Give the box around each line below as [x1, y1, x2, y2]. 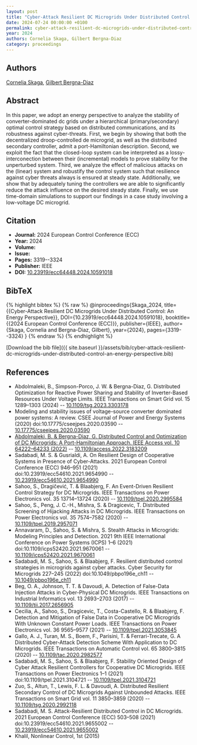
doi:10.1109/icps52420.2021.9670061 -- [14, 545, 110, 552]
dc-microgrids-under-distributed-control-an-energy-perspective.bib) [6, 350, 174, 357]
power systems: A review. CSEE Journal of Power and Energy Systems [14, 414, 186, 421]
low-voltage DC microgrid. [6, 199, 70, 206]
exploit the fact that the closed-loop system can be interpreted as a [6, 149, 169, 156]
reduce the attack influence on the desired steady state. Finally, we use [6, 186, 179, 193]
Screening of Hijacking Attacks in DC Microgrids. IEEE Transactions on [14, 508, 185, 515]
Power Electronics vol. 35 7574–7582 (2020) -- [14, 514, 128, 521]
